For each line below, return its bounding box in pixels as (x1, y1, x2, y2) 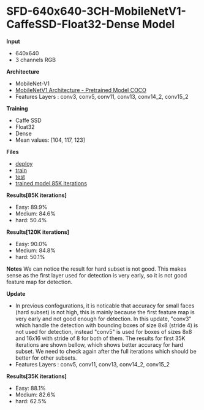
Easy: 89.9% (15, 203, 48, 211)
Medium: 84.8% (15, 247, 56, 254)
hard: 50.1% (15, 253, 45, 260)
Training (6, 104, 29, 112)
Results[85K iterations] (6, 191, 67, 199)
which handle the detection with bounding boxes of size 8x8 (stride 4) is (15, 321, 198, 329)
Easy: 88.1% (15, 384, 46, 392)
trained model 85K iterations (15, 179, 88, 187)
